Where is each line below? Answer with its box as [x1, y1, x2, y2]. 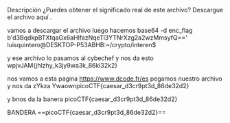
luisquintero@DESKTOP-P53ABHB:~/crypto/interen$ [7, 41, 157, 49]
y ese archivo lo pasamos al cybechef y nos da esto [7, 54, 154, 62]
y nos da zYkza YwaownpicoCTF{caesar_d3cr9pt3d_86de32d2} [7, 82, 189, 90]
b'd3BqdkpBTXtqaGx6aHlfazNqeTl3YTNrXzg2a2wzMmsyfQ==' [7, 33, 187, 42]
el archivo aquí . [7, 13, 53, 21]
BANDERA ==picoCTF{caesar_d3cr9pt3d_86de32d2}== [7, 109, 166, 116]
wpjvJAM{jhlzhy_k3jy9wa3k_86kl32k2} [7, 61, 118, 69]
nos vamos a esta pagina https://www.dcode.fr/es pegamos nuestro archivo [7, 74, 222, 83]
